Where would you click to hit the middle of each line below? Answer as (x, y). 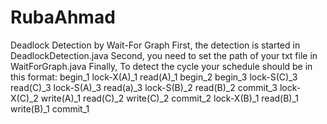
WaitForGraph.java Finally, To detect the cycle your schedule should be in (161, 66)
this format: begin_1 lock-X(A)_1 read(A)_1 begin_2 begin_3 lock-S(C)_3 (154, 77)
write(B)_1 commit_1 (50, 108)
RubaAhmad (63, 17)
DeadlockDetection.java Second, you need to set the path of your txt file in (164, 55)
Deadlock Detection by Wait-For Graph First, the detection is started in (155, 45)
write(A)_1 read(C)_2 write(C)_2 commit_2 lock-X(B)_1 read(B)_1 (170, 98)
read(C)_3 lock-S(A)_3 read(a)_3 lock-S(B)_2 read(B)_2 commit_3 (144, 87)
